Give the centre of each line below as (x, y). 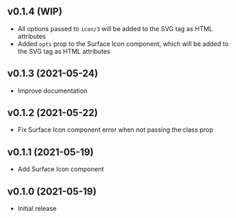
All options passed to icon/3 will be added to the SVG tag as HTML (115, 28)
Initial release (37, 209)
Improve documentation (52, 91)
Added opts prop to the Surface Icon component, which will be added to (123, 44)
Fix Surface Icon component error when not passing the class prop (116, 130)
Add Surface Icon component (61, 169)
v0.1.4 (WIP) (35, 12)
